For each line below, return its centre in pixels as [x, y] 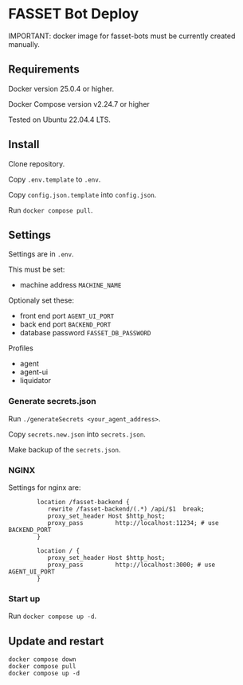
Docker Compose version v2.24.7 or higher [79, 104]
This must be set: [37, 270]
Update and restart [56, 641]
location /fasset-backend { [83, 502]
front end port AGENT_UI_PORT [67, 316]
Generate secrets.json [53, 401]
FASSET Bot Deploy [74, 14]
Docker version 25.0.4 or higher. [61, 88]
